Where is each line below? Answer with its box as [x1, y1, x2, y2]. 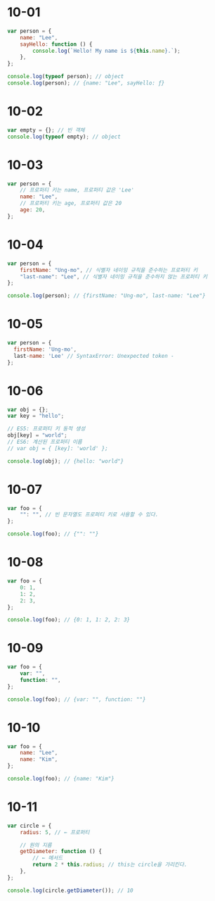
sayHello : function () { [20, 40, 93, 48]
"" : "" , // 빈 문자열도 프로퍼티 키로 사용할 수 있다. [20, 511, 159, 518]
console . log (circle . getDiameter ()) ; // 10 [7, 887, 133, 894]
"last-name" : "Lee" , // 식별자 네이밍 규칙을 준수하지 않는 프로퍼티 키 [20, 273, 208, 280]
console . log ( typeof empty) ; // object [7, 133, 121, 140]
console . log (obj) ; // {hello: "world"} [7, 457, 124, 465]
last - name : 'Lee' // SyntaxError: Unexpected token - [13, 352, 174, 359]
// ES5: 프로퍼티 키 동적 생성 [7, 425, 86, 433]
